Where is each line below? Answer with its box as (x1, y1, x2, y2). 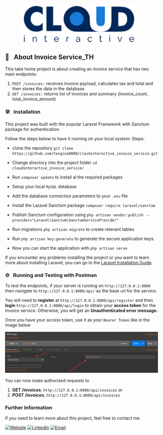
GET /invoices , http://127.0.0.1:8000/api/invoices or (12, 387, 123, 393)
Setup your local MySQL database (12, 184, 77, 190)
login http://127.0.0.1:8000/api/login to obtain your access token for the (5, 303, 156, 308)
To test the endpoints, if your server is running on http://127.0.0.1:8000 (5, 283, 151, 289)
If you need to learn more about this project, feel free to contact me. (5, 415, 141, 421)
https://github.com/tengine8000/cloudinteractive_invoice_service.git (12, 151, 158, 156)
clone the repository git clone (12, 145, 74, 151)
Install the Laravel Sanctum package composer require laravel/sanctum (12, 203, 156, 209)
